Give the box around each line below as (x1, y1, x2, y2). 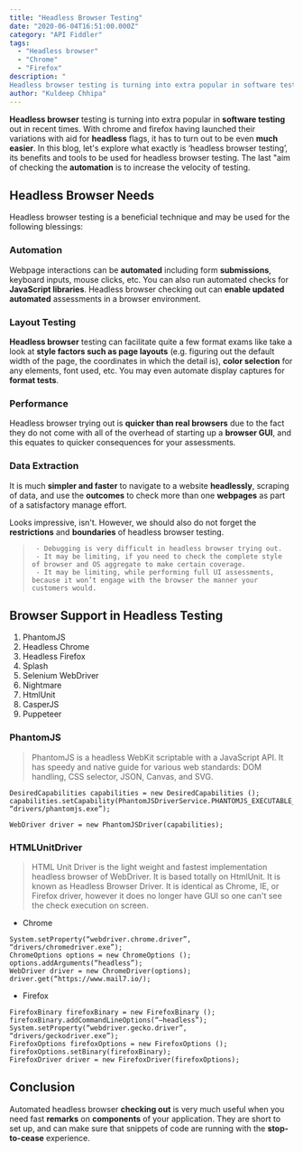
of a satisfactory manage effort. (9, 499, 127, 510)
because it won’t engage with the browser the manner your (31, 576, 259, 585)
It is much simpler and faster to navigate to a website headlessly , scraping (9, 480, 290, 491)
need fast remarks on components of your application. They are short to (9, 1113, 281, 1124)
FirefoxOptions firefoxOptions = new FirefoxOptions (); (9, 1039, 228, 1048)
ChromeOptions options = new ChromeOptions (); (9, 951, 192, 960)
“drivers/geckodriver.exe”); (9, 1031, 119, 1040)
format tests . (9, 374, 60, 385)
